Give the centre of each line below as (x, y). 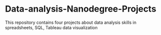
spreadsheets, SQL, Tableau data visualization (51, 27)
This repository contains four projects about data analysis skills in (71, 22)
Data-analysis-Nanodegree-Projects (81, 9)
